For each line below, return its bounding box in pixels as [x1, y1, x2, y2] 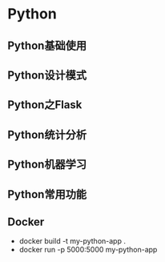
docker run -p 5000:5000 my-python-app [18, 245, 158, 255]
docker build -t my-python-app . [18, 236, 126, 246]
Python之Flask [7, 98, 82, 112]
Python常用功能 [7, 187, 87, 201]
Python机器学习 [7, 158, 87, 171]
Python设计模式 [7, 68, 87, 82]
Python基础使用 [7, 38, 87, 52]
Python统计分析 [7, 127, 87, 141]
